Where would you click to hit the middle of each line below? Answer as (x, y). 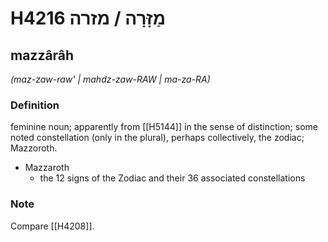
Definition (35, 105)
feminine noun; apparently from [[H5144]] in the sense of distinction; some (164, 127)
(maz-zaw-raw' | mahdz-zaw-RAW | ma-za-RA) (110, 79)
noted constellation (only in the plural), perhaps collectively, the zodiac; (157, 138)
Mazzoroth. (34, 148)
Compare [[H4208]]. (52, 226)
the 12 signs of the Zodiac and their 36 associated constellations (172, 178)
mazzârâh (42, 55)
